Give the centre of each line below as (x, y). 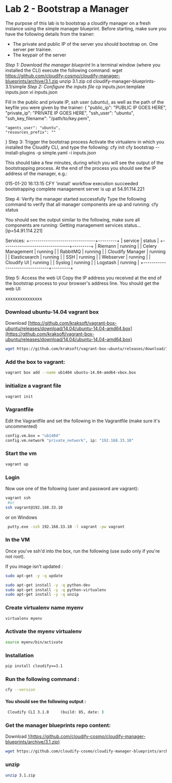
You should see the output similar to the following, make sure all (72, 220)
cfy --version (20, 690)
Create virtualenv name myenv (44, 608)
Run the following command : (42, 679)
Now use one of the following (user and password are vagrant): (72, 488)
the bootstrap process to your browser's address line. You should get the (82, 283)
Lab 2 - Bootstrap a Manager (67, 9)
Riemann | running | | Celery (127, 246)
